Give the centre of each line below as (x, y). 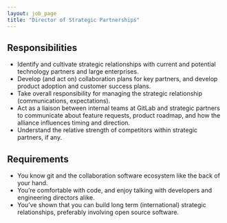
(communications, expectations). (64, 101)
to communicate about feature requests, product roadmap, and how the (119, 116)
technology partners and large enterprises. (78, 72)
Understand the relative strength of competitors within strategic (107, 130)
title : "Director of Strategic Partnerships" (73, 20)
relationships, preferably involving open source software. (98, 212)
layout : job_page (32, 13)
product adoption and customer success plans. (84, 86)
